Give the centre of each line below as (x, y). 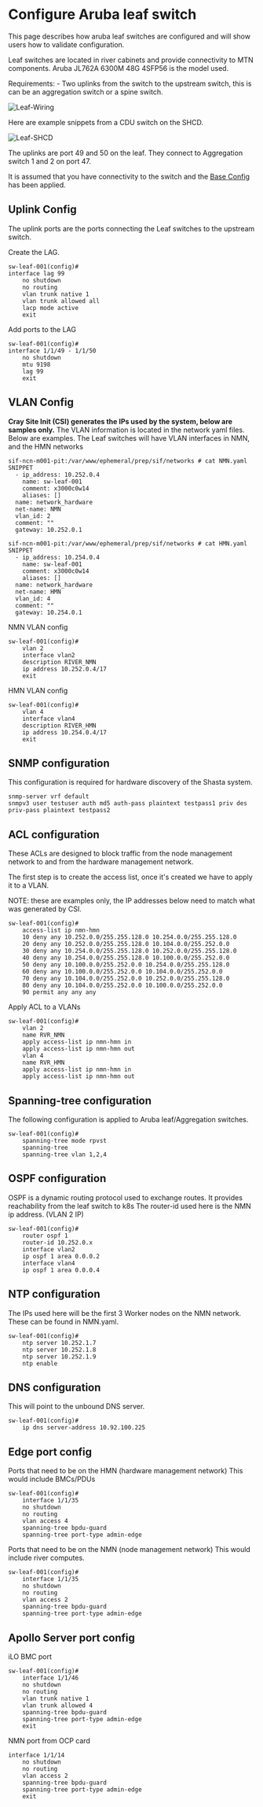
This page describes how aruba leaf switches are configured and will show (130, 36)
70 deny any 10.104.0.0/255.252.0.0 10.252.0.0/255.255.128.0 (126, 979)
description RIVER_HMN (59, 726)
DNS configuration (55, 1388)
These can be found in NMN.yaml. (64, 1321)
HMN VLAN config (38, 690)
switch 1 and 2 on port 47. (50, 161)
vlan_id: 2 (33, 516)
